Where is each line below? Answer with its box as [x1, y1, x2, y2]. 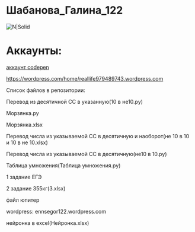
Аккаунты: [6, 44, 62, 58]
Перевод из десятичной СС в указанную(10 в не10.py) [6, 98, 143, 105]
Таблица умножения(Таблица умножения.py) [6, 161, 121, 169]
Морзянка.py [6, 109, 40, 116]
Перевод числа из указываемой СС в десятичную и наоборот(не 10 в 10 [6, 132, 190, 139]
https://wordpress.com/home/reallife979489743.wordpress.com [6, 75, 164, 82]
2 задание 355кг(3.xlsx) [6, 185, 66, 192]
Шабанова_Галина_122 [6, 4, 123, 17]
